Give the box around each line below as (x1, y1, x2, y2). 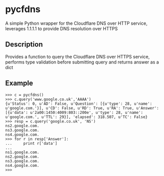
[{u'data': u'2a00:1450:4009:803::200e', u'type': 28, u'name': (5, 110, 143, 115)
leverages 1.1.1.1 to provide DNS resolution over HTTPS (5, 25, 118, 31)
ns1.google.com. (5, 150, 39, 155)
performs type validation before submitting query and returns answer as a (5, 59, 159, 65)
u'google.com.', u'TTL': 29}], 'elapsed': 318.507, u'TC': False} (5, 114, 148, 120)
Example (5, 79, 33, 88)
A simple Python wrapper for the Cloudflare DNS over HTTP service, (5, 20, 148, 26)
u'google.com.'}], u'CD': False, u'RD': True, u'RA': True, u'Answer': (5, 105, 159, 110)
